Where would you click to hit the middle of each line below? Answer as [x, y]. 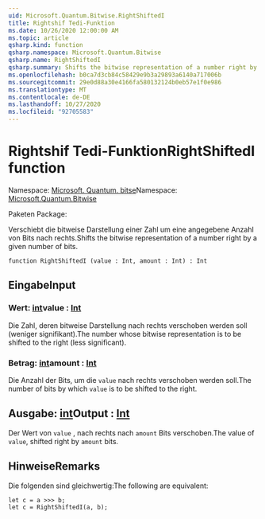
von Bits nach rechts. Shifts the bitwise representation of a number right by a [133, 238]
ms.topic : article [38, 38]
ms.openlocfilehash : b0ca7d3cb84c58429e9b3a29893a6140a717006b [115, 75]
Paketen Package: [38, 214]
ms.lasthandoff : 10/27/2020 [55, 104]
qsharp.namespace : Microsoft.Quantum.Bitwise [84, 53]
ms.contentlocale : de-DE [49, 97]
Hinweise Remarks [54, 466]
